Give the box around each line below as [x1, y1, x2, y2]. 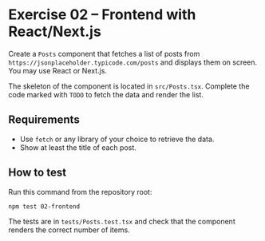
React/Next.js [8, 22, 101, 41]
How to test [8, 166, 66, 180]
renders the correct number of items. [8, 225, 130, 235]
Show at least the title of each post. [19, 142, 137, 152]
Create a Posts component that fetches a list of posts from [8, 49, 200, 58]
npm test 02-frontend [8, 202, 81, 211]
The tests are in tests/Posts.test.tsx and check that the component [8, 217, 235, 227]
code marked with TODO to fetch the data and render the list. [8, 89, 204, 99]
